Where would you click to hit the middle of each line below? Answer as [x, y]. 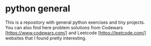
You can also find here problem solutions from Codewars [64, 27]
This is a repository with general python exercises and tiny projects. [75, 22]
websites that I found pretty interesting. [46, 38]
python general [38, 9]
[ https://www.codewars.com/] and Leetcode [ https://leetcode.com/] [76, 33]
